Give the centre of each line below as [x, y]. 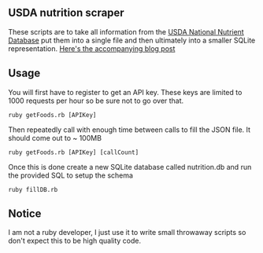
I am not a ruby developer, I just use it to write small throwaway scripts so [127, 233]
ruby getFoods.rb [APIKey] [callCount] [74, 152]
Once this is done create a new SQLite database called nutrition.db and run [130, 167]
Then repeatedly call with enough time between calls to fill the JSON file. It [129, 130]
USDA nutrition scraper [66, 13]
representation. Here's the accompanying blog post [92, 48]
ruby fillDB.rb [33, 189]
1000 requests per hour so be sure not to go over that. [96, 101]
